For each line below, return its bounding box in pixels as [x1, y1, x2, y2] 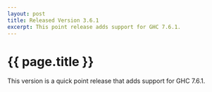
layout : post [7, 10, 46, 18]
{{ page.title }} [7, 53, 94, 70]
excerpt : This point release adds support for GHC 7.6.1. [7, 23, 181, 30]
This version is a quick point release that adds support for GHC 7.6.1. [7, 77, 206, 85]
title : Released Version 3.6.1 [7, 17, 99, 24]
